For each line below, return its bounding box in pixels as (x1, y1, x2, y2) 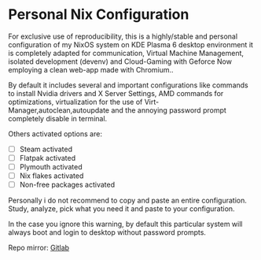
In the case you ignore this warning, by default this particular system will (8, 219, 243, 229)
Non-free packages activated (19, 180, 116, 190)
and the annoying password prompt (111, 105, 226, 115)
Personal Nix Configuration (8, 6, 189, 24)
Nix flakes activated (19, 171, 84, 180)
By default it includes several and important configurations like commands (8, 80, 249, 90)
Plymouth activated (19, 162, 83, 172)
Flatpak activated (19, 154, 76, 162)
